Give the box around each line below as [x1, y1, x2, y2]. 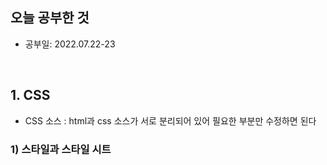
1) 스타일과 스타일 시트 [10, 142, 112, 156]
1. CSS [10, 87, 51, 104]
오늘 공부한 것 [10, 9, 90, 27]
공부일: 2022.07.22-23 [24, 38, 116, 50]
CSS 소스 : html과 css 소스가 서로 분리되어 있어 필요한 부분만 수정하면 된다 [24, 114, 317, 127]
